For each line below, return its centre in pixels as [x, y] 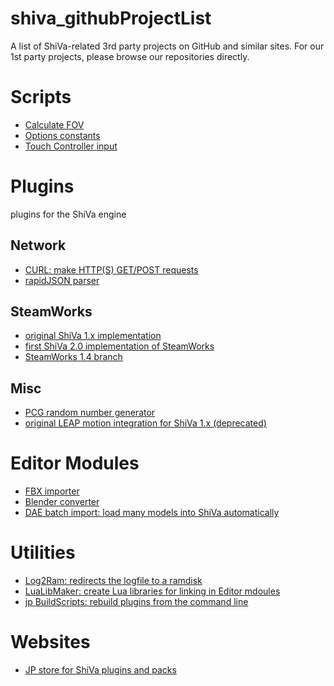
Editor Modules [75, 463]
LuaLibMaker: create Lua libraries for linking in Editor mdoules [152, 591]
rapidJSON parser [62, 280]
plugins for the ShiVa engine [68, 214]
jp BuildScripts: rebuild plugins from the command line [136, 602]
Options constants [62, 135]
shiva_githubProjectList [111, 18]
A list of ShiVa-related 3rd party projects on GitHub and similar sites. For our [167, 46]
